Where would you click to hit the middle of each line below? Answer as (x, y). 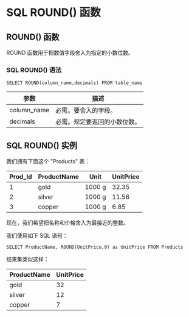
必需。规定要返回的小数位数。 (98, 122)
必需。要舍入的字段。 (86, 110)
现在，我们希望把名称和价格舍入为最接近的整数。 (67, 223)
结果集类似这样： (28, 259)
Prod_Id (21, 177)
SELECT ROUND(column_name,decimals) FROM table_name (74, 83)
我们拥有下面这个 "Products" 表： (48, 162)
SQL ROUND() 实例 (42, 145)
